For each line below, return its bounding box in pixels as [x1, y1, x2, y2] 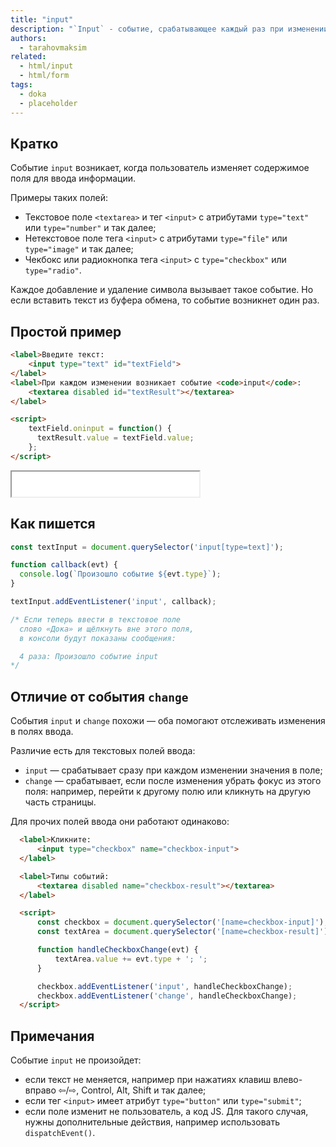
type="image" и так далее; [24, 243, 134, 255]
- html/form [19, 71, 70, 81]
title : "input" [10, 14, 74, 25]
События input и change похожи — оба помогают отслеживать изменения [10, 715, 326, 727]
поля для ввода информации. [10, 172, 136, 185]
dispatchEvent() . [24, 1127, 96, 1139]
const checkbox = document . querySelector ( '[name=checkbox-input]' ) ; [36, 917, 329, 928]
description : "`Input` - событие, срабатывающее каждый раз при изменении [10, 24, 329, 34]
